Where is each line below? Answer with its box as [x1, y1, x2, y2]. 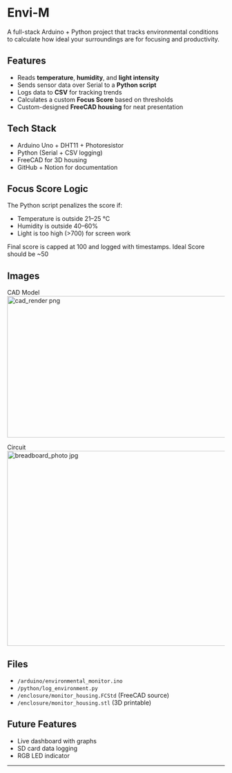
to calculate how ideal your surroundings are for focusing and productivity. [7, 35, 220, 43]
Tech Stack [7, 123, 57, 135]
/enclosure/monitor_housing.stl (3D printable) [17, 698, 152, 707]
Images [7, 270, 40, 282]
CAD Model [7, 288, 40, 297]
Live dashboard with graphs [17, 736, 97, 745]
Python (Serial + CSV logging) [17, 148, 103, 157]
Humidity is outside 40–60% [17, 222, 99, 231]
